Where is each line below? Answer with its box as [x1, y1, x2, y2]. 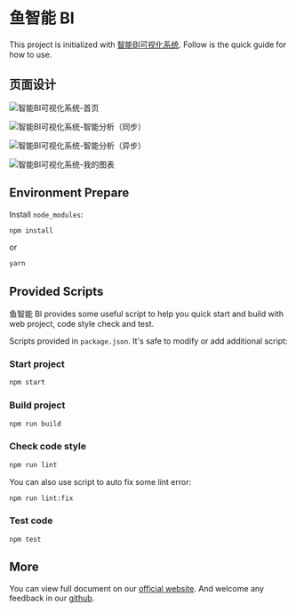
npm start [9, 378, 46, 387]
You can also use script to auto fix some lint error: [9, 476, 192, 487]
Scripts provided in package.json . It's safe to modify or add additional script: [9, 336, 288, 346]
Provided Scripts [9, 283, 104, 298]
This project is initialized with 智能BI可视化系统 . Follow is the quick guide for [9, 39, 287, 50]
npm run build [9, 419, 62, 428]
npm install [9, 226, 53, 235]
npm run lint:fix [9, 494, 74, 503]
